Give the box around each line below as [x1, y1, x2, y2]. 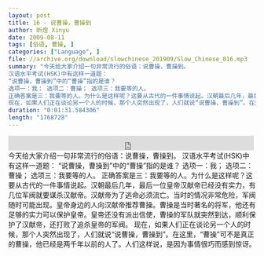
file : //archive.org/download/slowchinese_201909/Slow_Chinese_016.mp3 [8, 56, 247, 64]
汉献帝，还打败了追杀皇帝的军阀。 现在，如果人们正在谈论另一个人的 [21, 219, 244, 229]
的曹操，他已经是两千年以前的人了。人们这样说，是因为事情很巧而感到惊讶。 [8, 239, 256, 248]
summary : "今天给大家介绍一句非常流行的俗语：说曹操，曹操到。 [8, 63, 190, 71]
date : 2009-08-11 [8, 33, 65, 42]
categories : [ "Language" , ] [8, 48, 101, 56]
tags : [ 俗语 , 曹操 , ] [8, 41, 75, 49]
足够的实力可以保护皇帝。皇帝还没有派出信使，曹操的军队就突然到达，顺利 [8, 210, 249, 219]
